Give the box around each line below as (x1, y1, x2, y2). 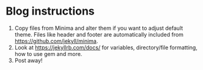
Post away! (14, 57, 43, 64)
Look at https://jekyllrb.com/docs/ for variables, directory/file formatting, (14, 44, 198, 51)
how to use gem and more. (14, 50, 83, 57)
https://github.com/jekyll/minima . (14, 37, 98, 44)
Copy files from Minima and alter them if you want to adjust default (14, 24, 183, 32)
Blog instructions (6, 4, 95, 18)
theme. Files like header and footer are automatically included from (14, 30, 184, 38)
